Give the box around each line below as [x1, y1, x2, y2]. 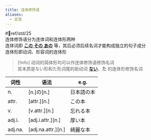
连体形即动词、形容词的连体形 [5, 49, 66, 55]
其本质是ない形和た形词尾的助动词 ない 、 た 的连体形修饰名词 [17, 66, 143, 72]
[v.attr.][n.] [28, 107, 54, 114]
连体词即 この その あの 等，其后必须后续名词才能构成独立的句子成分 [5, 43, 146, 49]
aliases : [5, 12, 23, 17]
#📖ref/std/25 [5, 31, 31, 37]
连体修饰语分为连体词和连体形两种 [5, 36, 75, 43]
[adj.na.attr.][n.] [28, 126, 65, 133]
